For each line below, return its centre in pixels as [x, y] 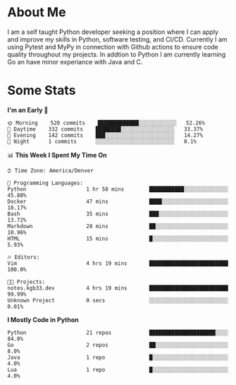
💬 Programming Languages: [45, 183]
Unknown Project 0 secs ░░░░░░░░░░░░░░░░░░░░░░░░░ [118, 300]
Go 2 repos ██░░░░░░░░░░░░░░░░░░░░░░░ [118, 345]
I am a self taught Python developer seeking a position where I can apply [113, 32]
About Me [37, 12]
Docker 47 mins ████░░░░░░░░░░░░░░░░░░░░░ [118, 201]
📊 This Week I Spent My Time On [57, 155]
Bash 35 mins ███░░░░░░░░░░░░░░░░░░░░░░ [118, 214]
